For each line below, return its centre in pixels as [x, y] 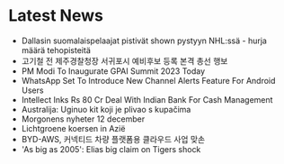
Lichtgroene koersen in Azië [73, 128]
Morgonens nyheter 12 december [83, 119]
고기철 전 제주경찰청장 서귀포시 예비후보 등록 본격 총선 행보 [124, 60]
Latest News [56, 16]
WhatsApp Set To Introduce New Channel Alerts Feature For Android [148, 80]
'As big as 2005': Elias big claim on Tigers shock [111, 149]
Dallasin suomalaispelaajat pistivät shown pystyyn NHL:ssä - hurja [144, 41]
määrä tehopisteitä [56, 50]
